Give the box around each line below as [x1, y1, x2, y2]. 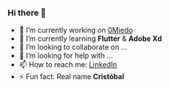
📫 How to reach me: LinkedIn [18, 60, 117, 70]
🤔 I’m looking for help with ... [18, 51, 113, 61]
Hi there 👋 [7, 7, 47, 18]
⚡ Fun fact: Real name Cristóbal [18, 72, 125, 82]
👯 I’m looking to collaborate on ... [18, 42, 128, 52]
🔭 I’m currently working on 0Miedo [18, 26, 133, 35]
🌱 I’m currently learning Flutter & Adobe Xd [18, 34, 163, 43]
